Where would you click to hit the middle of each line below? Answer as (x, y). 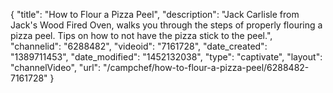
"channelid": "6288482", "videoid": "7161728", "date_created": (139, 46)
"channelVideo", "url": (56, 67)
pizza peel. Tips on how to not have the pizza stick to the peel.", (141, 35)
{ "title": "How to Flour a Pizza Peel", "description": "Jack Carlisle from (155, 14)
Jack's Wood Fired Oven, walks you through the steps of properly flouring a (166, 25)
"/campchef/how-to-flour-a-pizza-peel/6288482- (206, 67)
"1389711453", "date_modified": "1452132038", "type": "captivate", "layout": (166, 57)
